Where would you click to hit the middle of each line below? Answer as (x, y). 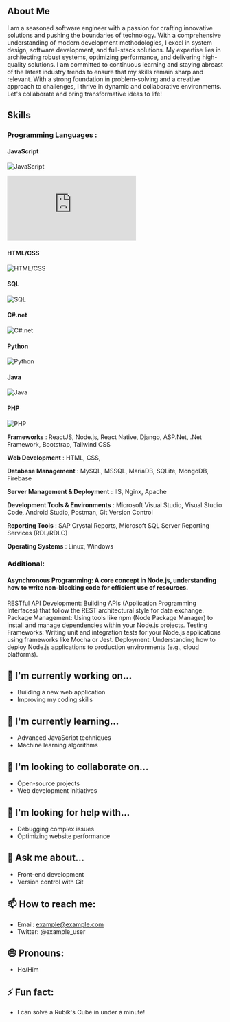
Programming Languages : (52, 135)
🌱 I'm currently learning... (63, 721)
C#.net (17, 315)
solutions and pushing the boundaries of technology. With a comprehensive (114, 35)
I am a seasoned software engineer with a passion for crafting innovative (110, 28)
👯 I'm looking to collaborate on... (78, 767)
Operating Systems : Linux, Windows (60, 546)
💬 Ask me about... (46, 858)
